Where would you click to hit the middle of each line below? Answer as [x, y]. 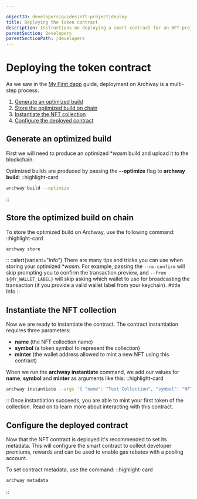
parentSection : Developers [39, 33]
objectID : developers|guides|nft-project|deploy [67, 16]
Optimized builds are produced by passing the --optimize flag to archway [96, 171]
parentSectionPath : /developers [45, 39]
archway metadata [27, 480]
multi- [177, 84]
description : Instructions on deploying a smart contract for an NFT [93, 28]
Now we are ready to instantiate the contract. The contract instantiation [92, 324]
